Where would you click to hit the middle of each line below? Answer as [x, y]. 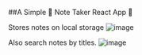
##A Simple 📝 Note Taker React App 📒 [71, 12]
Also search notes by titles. [52, 42]
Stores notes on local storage [56, 27]
